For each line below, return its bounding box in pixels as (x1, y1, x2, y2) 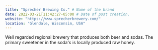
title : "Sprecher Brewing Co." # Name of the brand (5, 7, 114, 12)
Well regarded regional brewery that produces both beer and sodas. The (5, 34, 154, 40)
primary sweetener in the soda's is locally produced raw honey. (5, 40, 135, 46)
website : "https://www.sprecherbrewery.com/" (5, 16, 101, 21)
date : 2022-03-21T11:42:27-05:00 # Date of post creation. (5, 12, 130, 17)
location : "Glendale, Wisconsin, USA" (5, 21, 85, 26)
